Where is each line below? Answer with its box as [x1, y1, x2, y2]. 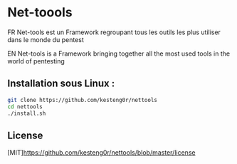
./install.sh [7, 110, 46, 117]
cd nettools [7, 103, 43, 111]
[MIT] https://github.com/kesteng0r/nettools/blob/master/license [7, 148, 196, 157]
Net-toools [7, 4, 73, 21]
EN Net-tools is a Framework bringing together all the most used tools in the [7, 49, 230, 58]
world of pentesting [7, 56, 65, 65]
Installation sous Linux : [7, 78, 115, 90]
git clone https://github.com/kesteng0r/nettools [7, 96, 158, 103]
